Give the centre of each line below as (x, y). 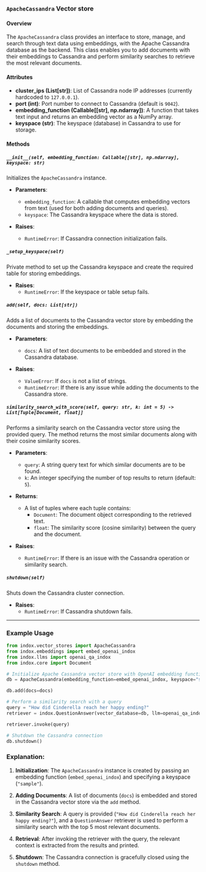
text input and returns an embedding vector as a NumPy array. (94, 117)
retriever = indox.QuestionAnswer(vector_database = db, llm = (85, 713)
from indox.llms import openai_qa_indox (59, 657)
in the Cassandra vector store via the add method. (78, 802)
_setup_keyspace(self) (35, 252)
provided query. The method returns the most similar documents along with (102, 434)
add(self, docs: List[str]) (42, 305)
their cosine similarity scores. (44, 441)
